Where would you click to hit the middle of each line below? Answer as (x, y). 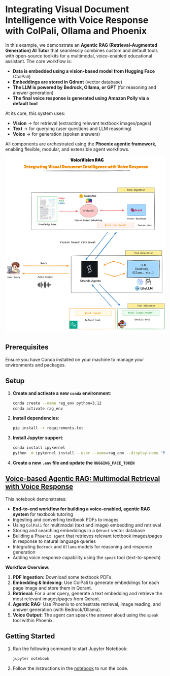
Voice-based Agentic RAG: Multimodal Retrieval (83, 479)
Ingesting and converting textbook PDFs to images (65, 519)
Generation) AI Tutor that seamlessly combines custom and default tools (82, 50)
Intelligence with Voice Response (77, 20)
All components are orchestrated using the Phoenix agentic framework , (81, 144)
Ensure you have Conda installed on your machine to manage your (75, 359)
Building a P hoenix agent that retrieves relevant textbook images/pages (87, 536)
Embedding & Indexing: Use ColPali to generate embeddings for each (86, 582)
